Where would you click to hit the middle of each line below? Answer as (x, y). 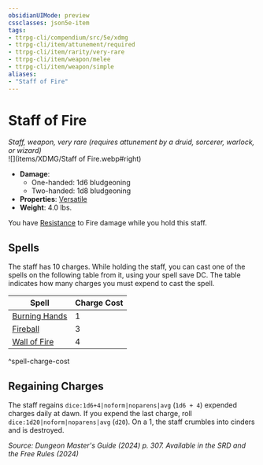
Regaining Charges (56, 386)
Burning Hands (40, 316)
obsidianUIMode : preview (49, 15)
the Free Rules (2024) (43, 454)
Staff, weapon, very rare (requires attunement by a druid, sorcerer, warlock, (131, 142)
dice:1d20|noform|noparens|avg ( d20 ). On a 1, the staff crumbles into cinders (131, 422)
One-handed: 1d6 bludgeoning (81, 183)
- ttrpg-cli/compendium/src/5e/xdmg (68, 37)
